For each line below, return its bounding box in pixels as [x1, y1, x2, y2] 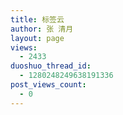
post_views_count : [10, 80, 87, 90]
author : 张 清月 [10, 24, 74, 34]
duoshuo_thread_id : [10, 61, 92, 71]
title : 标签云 [10, 14, 65, 25]
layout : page [10, 33, 65, 43]
